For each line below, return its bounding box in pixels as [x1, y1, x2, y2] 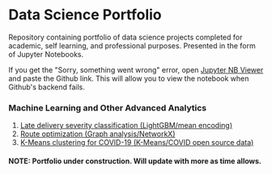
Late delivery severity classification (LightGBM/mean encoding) [19, 121, 233, 130]
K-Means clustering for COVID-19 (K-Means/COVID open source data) [19, 138, 254, 147]
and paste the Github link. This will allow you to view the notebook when [8, 73, 249, 83]
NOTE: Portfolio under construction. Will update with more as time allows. [8, 155, 261, 166]
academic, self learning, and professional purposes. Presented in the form [8, 40, 257, 50]
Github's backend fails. [8, 82, 85, 92]
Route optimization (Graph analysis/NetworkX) [19, 129, 176, 139]
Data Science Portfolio [8, 6, 162, 24]
